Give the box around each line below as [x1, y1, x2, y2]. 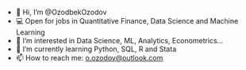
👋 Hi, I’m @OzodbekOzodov [15, 8, 107, 17]
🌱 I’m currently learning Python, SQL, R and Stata [15, 44, 177, 53]
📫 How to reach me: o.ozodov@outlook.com [15, 53, 163, 62]
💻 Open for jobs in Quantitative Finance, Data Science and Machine [15, 17, 239, 25]
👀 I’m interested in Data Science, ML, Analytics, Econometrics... [15, 36, 224, 45]
